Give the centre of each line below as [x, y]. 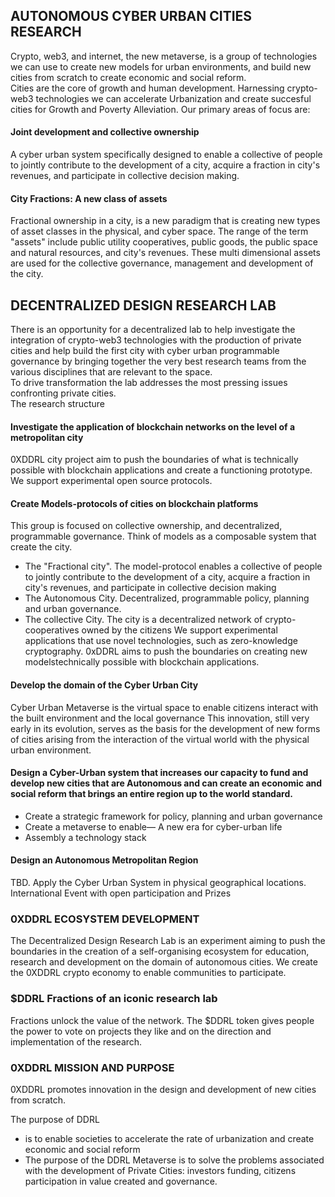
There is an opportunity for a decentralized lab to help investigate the [153, 330]
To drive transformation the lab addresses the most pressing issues [149, 383]
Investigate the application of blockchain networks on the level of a [153, 426]
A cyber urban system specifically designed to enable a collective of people [166, 155]
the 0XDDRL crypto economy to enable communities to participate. [148, 973]
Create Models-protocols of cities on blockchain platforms [134, 503]
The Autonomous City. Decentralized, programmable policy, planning [167, 598]
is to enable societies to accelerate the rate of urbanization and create [169, 1138]
